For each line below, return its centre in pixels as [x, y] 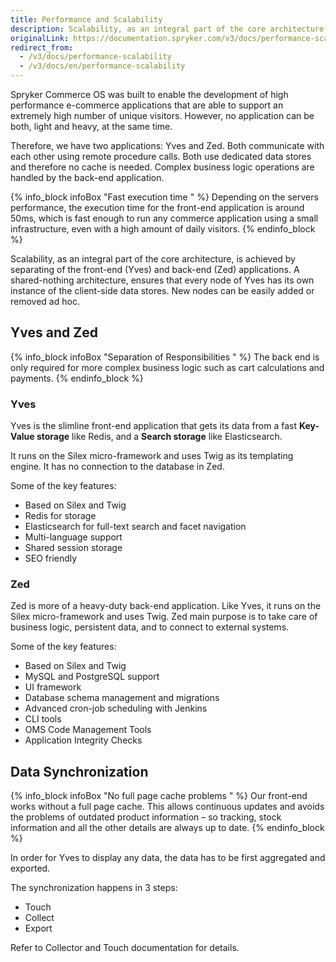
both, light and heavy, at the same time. [91, 126]
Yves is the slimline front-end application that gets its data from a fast [153, 426]
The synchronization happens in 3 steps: [94, 888]
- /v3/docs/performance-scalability [95, 57]
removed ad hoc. [45, 301]
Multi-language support [73, 537]
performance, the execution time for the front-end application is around [157, 207]
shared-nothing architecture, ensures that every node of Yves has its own [162, 280]
